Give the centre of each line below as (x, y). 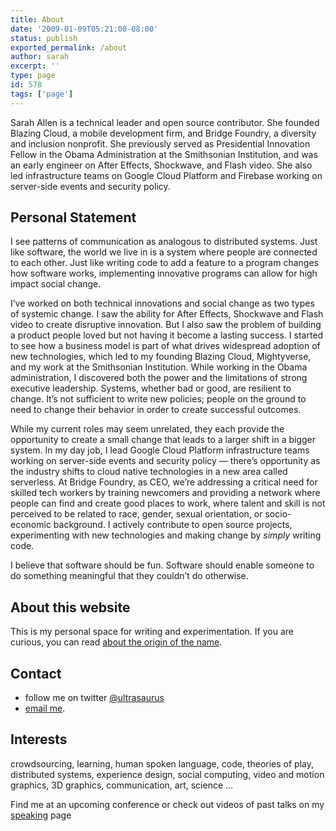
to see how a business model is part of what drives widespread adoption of (165, 346)
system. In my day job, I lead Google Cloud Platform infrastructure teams (160, 450)
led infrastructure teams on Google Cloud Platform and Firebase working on (166, 175)
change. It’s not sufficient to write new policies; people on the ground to (158, 399)
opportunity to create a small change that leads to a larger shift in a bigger (163, 440)
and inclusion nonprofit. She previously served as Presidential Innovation (160, 143)
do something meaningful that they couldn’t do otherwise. (129, 576)
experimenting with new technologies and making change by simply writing (166, 535)
